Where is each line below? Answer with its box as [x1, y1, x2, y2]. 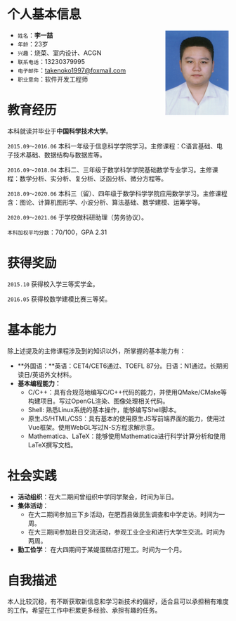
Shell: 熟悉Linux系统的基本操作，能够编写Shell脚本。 [27, 405, 181, 414]
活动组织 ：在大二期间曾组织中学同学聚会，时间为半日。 [17, 492, 178, 501]
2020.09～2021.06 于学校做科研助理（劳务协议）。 [7, 212, 148, 222]
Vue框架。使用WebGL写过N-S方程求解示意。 [27, 423, 159, 431]
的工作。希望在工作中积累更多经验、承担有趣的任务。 [7, 606, 162, 614]
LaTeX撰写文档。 [27, 440, 77, 449]
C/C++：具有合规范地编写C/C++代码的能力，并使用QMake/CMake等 [27, 388, 227, 396]
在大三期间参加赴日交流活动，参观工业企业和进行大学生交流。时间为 [27, 527, 225, 536]
